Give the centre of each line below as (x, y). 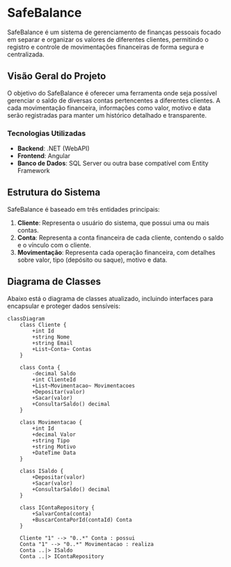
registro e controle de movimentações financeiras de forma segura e (106, 47)
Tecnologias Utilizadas (47, 133)
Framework (33, 171)
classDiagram (26, 318)
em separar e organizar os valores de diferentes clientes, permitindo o (108, 39)
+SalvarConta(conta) (62, 513)
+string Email (53, 343)
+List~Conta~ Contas (62, 349)
